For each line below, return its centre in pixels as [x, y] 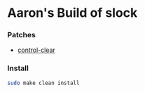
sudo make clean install [43, 83]
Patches [22, 35]
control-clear [36, 50]
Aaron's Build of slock [72, 13]
